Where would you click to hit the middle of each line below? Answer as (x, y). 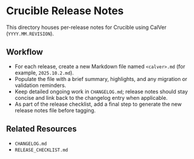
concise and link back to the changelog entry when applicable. (91, 98)
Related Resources (41, 129)
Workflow (25, 52)
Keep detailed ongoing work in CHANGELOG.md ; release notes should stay (101, 91)
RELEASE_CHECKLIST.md (41, 150)
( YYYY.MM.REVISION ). (30, 33)
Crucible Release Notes (65, 11)
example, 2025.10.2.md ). (44, 73)
